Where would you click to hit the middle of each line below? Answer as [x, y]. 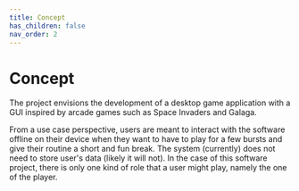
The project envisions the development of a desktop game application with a [150, 103]
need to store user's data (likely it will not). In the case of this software [138, 158]
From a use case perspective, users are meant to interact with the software [147, 129]
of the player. [33, 177]
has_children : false [48, 26]
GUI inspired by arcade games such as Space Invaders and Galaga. [133, 112]
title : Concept [37, 17]
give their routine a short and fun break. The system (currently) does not [142, 149]
